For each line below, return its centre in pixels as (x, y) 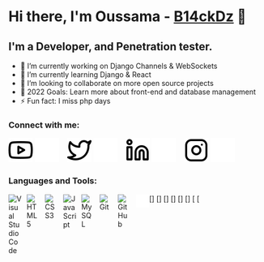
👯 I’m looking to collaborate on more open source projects (117, 83)
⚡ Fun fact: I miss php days (65, 101)
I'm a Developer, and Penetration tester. (111, 47)
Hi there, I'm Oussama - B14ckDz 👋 (128, 17)
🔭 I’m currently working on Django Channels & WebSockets (119, 66)
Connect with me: (44, 125)
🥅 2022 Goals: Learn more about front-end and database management (138, 92)
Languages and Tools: (53, 181)
